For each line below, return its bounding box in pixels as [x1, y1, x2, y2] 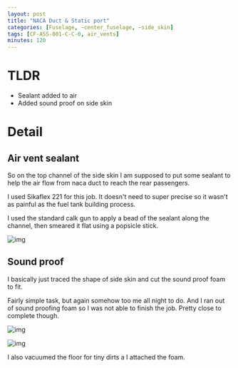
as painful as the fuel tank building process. [7, 200, 136, 209]
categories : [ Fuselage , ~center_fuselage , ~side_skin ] [7, 24, 174, 31]
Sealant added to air [17, 91, 77, 100]
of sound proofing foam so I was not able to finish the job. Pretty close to [7, 304, 222, 312]
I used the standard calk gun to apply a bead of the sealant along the [7, 214, 209, 223]
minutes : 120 [7, 37, 46, 44]
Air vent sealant [7, 152, 80, 164]
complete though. [7, 311, 59, 320]
